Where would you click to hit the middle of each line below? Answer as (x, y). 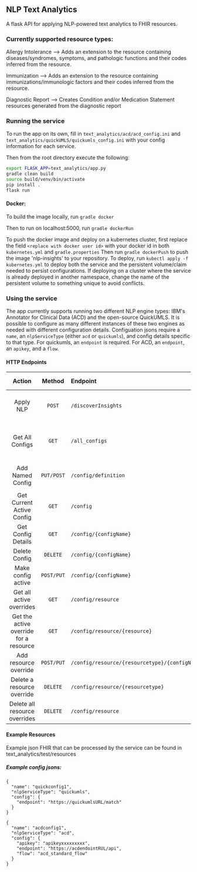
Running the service (35, 121)
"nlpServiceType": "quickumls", (51, 792)
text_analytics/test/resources (41, 754)
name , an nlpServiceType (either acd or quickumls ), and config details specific (98, 336)
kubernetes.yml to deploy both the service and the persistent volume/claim (96, 264)
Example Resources (31, 735)
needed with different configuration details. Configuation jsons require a (93, 330)
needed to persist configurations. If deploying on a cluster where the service (99, 270)
